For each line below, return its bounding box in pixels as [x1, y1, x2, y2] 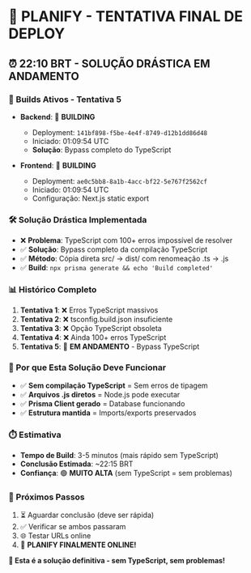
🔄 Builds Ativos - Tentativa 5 [8, 93, 121, 104]
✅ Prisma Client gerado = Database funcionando [19, 398, 185, 408]
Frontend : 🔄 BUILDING [19, 160, 96, 170]
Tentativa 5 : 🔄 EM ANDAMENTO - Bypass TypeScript [19, 342, 200, 351]
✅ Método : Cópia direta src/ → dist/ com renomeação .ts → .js [19, 254, 229, 264]
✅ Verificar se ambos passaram [19, 522, 126, 532]
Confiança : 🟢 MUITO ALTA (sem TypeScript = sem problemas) [19, 469, 233, 478]
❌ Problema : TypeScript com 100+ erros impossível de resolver [19, 236, 233, 245]
